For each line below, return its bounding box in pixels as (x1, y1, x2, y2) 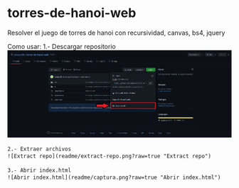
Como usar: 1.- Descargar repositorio (7, 42, 116, 50)
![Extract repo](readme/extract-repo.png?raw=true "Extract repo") (7, 153, 212, 160)
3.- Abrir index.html (7, 167, 72, 175)
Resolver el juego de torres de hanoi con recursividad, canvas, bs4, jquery (7, 28, 225, 37)
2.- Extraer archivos (7, 145, 72, 153)
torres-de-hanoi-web (7, 5, 137, 21)
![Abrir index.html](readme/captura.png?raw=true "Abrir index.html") (7, 174, 221, 182)
